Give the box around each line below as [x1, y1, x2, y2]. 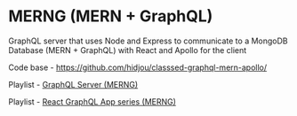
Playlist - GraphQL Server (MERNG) [8, 79, 139, 89]
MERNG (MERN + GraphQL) [8, 6, 213, 27]
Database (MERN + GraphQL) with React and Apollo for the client [8, 44, 247, 55]
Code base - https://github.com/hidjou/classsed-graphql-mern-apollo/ [8, 62, 268, 73]
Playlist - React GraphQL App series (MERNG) [8, 96, 177, 107]
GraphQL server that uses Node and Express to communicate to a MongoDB [8, 35, 288, 46]
